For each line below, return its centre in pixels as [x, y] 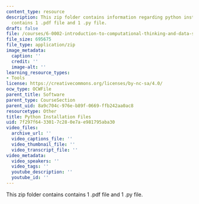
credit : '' [25, 61]
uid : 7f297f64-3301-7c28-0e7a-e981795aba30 [61, 123]
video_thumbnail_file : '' [44, 144]
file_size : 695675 [29, 39]
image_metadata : [26, 51]
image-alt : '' [29, 67]
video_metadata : [26, 155]
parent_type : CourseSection [41, 100]
